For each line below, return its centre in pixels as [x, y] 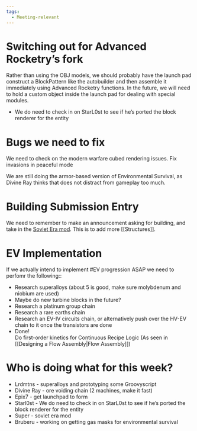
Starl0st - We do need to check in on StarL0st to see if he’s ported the [100, 403]
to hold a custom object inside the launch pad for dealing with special [91, 94]
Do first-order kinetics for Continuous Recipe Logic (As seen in [91, 337]
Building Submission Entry [72, 206]
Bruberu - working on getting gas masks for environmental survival [96, 422]
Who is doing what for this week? [90, 368]
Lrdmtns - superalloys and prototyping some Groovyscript [85, 384]
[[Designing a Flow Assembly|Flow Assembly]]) [72, 344]
